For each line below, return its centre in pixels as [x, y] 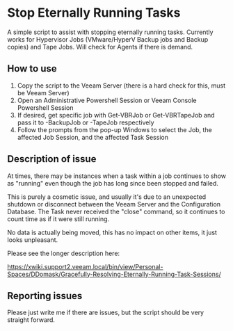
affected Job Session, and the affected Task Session [93, 137]
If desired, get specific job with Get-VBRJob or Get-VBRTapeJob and [116, 115]
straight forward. [31, 320]
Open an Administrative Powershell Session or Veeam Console [107, 100]
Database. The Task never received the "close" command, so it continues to [116, 211]
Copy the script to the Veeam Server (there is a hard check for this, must [121, 86]
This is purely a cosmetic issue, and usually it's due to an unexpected [107, 197]
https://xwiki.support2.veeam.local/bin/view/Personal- [85, 266]
